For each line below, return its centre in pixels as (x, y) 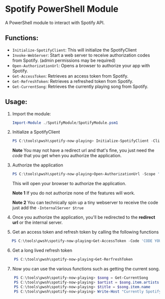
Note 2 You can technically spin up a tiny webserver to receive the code (85, 203)
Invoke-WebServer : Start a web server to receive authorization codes (81, 55)
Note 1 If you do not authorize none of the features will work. (73, 193)
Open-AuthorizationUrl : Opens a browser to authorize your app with (81, 65)
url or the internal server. (37, 222)
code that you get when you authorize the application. (67, 156)
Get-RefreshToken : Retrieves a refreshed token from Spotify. (73, 81)
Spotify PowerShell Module (62, 9)
